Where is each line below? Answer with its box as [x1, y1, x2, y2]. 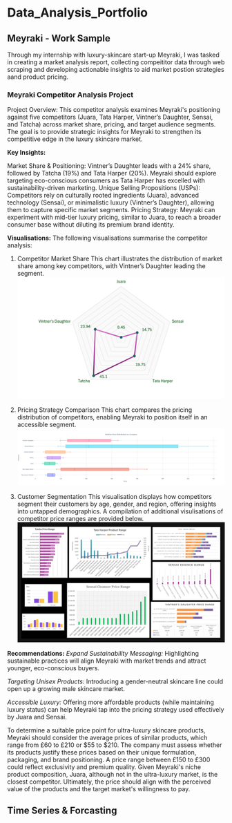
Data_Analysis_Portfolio [7, 5, 148, 21]
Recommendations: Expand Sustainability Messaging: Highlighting [7, 649, 199, 657]
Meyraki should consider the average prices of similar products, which [7, 733, 208, 741]
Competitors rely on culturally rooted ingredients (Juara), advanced [7, 191, 199, 200]
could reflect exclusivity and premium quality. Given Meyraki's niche [7, 762, 202, 771]
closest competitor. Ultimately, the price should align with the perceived [7, 777, 211, 786]
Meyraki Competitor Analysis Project [7, 90, 133, 100]
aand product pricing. [7, 73, 69, 81]
